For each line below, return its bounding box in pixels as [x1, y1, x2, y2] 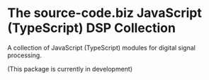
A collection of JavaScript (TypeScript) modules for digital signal [7, 43, 196, 52]
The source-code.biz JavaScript [7, 5, 202, 21]
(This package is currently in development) [7, 64, 133, 73]
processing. [7, 51, 43, 59]
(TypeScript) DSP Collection [7, 20, 176, 36]
